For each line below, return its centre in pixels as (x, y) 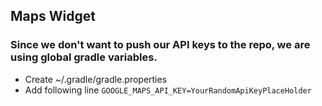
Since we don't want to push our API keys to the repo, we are (160, 45)
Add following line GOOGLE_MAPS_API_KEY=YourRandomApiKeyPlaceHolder (168, 90)
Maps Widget (53, 16)
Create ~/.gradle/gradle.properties (96, 79)
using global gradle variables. (84, 57)
